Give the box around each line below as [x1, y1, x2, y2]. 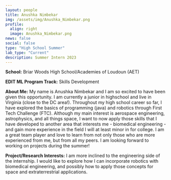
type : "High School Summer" [5, 45, 65, 50]
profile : [5, 21, 24, 27]
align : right [10, 27, 38, 32]
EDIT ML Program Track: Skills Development [5, 79, 100, 85]
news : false [5, 36, 31, 41]
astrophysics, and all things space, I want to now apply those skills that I [5, 116, 157, 122]
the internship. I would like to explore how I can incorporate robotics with [5, 158, 159, 164]
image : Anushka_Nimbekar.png [10, 31, 72, 36]
